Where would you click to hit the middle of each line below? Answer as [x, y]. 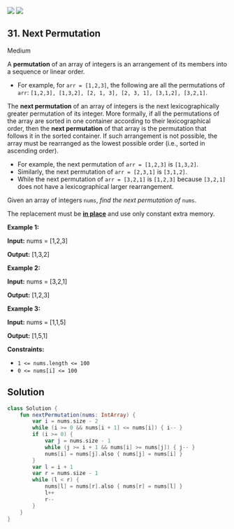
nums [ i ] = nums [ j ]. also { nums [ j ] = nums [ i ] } [114, 454]
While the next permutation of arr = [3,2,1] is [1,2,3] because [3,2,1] [122, 179]
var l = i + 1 [53, 467]
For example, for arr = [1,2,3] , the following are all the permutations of [121, 85]
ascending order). [33, 150]
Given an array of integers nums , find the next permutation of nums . [102, 200]
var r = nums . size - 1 [65, 473]
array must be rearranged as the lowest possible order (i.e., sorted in [106, 143]
